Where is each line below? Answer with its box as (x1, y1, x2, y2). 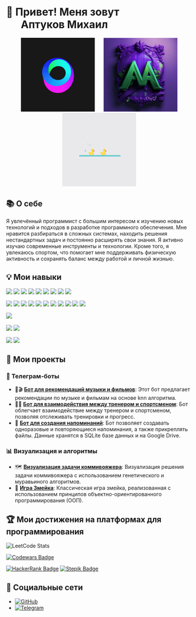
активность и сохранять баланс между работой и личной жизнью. (6, 255, 174, 262)
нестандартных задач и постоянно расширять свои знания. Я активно (6, 236, 184, 243)
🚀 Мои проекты (6, 354, 66, 364)
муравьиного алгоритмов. (14, 478, 81, 485)
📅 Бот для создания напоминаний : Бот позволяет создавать (14, 419, 169, 427)
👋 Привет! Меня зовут (6, 5, 120, 19)
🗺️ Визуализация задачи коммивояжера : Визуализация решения (14, 463, 184, 470)
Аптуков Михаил (20, 18, 108, 31)
